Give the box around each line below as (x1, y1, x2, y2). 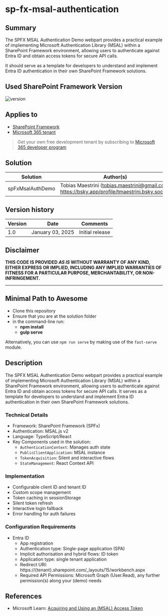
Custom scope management (12, 489, 71, 495)
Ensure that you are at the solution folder (12, 313, 96, 319)
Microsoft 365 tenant (12, 129, 56, 135)
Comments (81, 220, 108, 227)
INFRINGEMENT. (5, 275, 40, 281)
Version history (5, 205, 54, 214)
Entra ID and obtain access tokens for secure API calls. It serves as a (5, 388, 146, 394)
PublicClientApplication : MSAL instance (19, 449, 105, 455)
